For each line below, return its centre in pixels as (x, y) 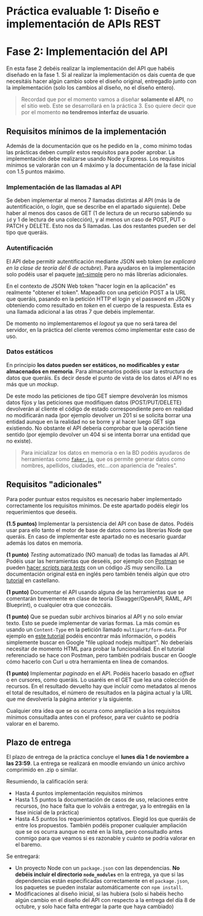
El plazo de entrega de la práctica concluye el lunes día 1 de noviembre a (98, 757)
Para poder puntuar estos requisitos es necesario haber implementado (94, 499)
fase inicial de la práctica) (47, 813)
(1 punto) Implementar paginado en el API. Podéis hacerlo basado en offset (100, 673)
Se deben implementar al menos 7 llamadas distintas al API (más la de (93, 200)
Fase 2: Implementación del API (87, 52)
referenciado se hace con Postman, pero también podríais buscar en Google (101, 655)
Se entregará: (23, 856)
